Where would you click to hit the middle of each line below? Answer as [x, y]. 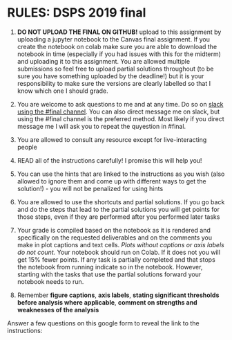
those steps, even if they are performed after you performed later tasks [118, 217]
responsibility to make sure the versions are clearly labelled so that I [114, 83]
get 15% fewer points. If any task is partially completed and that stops [116, 259]
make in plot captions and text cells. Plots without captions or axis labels [120, 244]
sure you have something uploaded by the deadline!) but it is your [110, 76]
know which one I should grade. [62, 91]
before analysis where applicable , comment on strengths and [107, 302]
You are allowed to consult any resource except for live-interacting [112, 139]
